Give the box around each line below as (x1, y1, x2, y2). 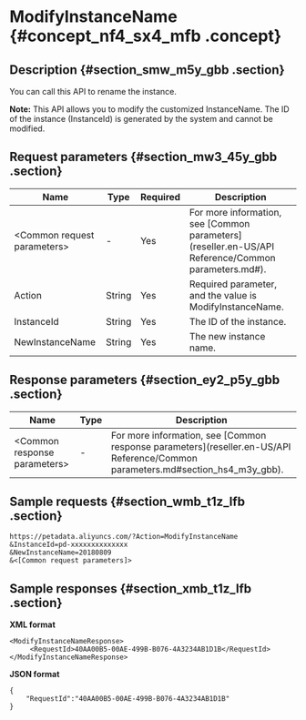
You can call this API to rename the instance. (9, 86, 178, 96)
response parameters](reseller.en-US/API (110, 440, 291, 452)
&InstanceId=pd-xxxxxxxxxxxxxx (9, 540, 128, 550)
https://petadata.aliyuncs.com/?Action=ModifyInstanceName (9, 532, 239, 542)
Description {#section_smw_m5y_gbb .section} (9, 62, 285, 77)
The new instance (189, 330, 266, 342)
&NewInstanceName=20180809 (9, 548, 112, 557)
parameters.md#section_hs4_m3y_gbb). (110, 462, 284, 475)
